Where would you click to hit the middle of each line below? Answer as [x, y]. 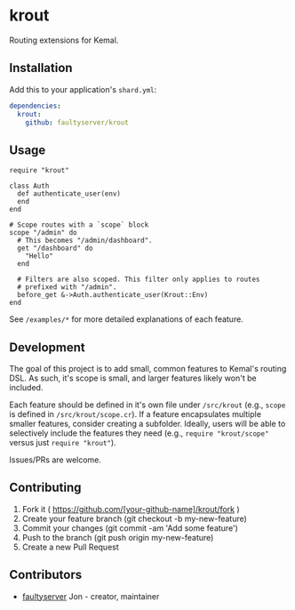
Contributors [46, 575]
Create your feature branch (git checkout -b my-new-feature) [134, 518]
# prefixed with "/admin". [67, 287]
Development [48, 347]
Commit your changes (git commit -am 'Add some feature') [130, 528]
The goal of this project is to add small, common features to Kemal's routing [148, 369]
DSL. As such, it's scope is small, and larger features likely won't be [133, 378]
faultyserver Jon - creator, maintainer [91, 596]
